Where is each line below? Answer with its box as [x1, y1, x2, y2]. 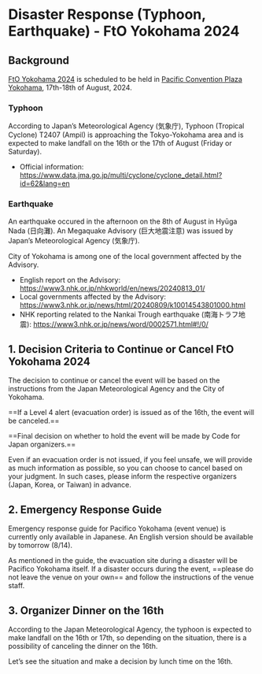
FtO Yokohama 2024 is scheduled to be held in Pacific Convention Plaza [8, 75, 242, 83]
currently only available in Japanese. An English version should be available [8, 532, 253, 542]
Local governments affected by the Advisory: [19, 291, 167, 301]
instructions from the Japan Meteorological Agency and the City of [8, 384, 225, 394]
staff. [8, 581, 25, 591]
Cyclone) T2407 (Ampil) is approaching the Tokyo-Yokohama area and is [8, 130, 244, 139]
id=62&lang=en [19, 179, 71, 188]
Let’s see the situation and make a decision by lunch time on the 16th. [8, 657, 234, 666]
